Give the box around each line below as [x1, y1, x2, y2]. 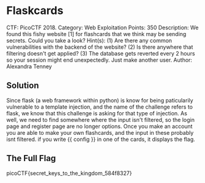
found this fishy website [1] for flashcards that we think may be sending [6, 30, 187, 37]
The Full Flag [6, 153, 56, 163]
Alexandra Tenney [6, 62, 52, 70]
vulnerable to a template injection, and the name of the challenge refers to [6, 103, 193, 110]
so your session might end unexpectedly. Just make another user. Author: [6, 56, 193, 63]
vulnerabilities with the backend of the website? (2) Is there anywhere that [6, 43, 193, 51]
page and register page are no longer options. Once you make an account [6, 123, 193, 130]
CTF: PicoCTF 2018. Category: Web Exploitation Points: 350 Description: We [6, 24, 199, 31]
